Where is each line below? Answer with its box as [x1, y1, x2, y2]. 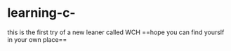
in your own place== [7, 35, 67, 43]
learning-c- [7, 5, 76, 21]
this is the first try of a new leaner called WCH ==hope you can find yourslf [7, 28, 225, 36]
